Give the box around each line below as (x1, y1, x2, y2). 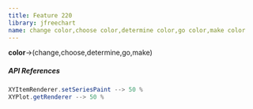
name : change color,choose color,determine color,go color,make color (8, 26, 246, 34)
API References (8, 66, 61, 75)
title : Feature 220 (8, 11, 73, 20)
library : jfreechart (8, 19, 77, 27)
